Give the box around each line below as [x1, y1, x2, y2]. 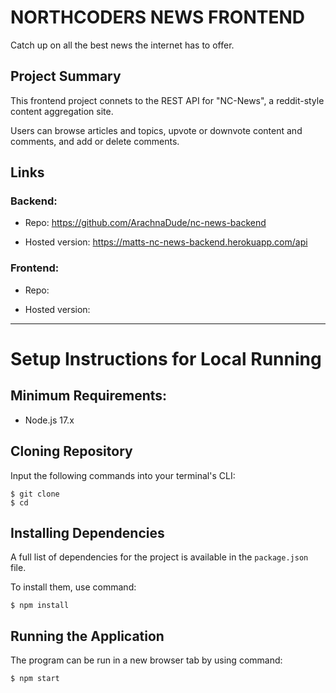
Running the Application [10, 627, 165, 645]
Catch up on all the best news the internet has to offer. [10, 39, 235, 51]
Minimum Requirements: [10, 387, 168, 405]
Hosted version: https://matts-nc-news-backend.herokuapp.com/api [24, 236, 308, 248]
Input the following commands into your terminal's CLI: [10, 469, 236, 481]
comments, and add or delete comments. [10, 135, 180, 147]
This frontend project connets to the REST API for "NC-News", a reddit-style [10, 94, 325, 106]
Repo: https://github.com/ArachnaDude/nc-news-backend [24, 217, 267, 229]
